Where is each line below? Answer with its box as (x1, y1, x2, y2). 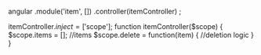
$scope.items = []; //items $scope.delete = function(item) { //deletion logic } (8, 31, 255, 39)
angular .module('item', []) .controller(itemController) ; (8, 7, 182, 16)
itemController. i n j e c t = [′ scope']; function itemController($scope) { (8, 22, 223, 31)
